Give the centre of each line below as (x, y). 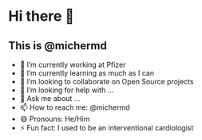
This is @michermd (58, 46)
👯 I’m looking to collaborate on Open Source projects (107, 82)
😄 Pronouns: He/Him (55, 119)
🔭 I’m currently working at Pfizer (73, 64)
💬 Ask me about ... (50, 98)
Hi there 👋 (41, 16)
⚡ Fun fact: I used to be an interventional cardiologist (107, 128)
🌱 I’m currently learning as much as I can (87, 73)
